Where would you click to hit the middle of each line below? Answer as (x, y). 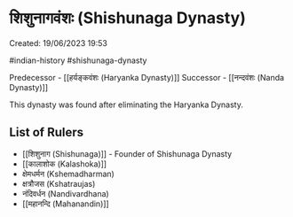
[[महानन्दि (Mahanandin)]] (65, 204)
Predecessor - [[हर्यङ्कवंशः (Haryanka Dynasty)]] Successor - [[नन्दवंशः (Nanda (147, 77)
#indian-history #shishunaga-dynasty (78, 60)
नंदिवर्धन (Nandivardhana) (65, 193)
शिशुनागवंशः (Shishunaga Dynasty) (127, 18)
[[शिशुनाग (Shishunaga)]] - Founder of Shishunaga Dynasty (127, 153)
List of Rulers (47, 132)
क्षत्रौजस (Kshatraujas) (59, 183)
